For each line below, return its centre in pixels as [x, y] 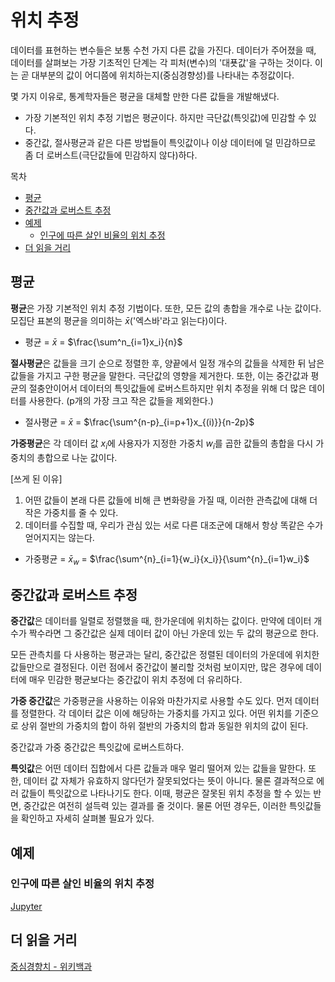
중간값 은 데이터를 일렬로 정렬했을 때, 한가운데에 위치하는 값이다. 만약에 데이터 [161, 621]
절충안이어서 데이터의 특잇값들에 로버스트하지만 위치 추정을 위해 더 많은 [167, 388]
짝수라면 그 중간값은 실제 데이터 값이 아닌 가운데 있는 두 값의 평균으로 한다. [174, 633]
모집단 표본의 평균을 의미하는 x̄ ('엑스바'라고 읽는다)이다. [119, 320]
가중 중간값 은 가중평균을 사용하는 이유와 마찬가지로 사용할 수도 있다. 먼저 [151, 701]
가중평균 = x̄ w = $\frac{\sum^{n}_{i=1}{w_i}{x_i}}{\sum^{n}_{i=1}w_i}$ [167, 559]
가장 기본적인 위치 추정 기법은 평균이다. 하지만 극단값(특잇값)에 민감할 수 [165, 117]
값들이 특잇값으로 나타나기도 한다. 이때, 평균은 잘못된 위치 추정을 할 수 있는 [166, 793]
